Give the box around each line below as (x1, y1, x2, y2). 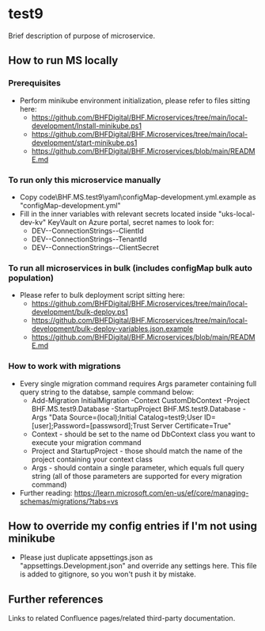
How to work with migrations (8, 361, 121, 372)
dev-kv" (19, 217, 47, 226)
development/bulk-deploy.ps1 (31, 307, 128, 317)
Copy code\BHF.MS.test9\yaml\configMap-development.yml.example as (19, 192, 256, 202)
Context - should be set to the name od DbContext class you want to (31, 429, 256, 439)
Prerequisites (8, 78, 61, 89)
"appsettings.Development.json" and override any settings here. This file (19, 561, 257, 571)
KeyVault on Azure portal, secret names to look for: (47, 217, 214, 226)
